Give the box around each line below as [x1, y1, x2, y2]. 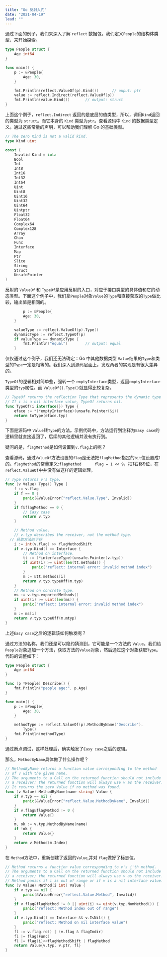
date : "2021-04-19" [5, 12, 46, 17]
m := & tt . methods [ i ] [23, 574, 66, 579]
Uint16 [14, 194, 28, 199]
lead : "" [5, 16, 23, 21]
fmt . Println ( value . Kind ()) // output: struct [14, 98, 123, 103]
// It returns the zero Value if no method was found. [5, 785, 121, 790]
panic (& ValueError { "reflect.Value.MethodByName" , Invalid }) [23, 798, 150, 804]
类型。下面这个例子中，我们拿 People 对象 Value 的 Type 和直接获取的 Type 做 [9, 293, 157, 299]
